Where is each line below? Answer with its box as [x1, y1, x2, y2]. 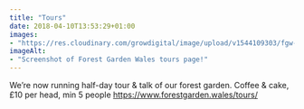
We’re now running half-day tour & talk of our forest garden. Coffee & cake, [9, 80, 290, 90]
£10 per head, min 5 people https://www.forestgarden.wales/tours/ [9, 89, 258, 100]
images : [9, 30, 39, 39]
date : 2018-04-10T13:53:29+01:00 [9, 22, 136, 31]
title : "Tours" [9, 13, 67, 23]
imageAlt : [9, 47, 47, 56]
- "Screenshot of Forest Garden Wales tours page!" [9, 55, 208, 64]
